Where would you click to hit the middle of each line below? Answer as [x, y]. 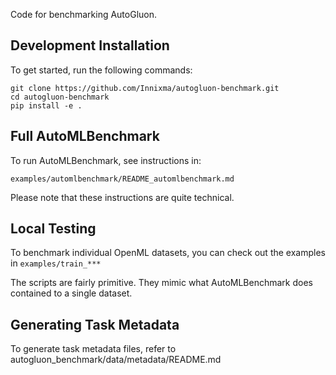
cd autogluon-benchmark [60, 97]
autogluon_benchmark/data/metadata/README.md [116, 360]
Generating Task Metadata [95, 324]
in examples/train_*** [56, 263]
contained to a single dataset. [71, 293]
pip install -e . [46, 105]
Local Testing [53, 229]
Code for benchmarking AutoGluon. [84, 14]
